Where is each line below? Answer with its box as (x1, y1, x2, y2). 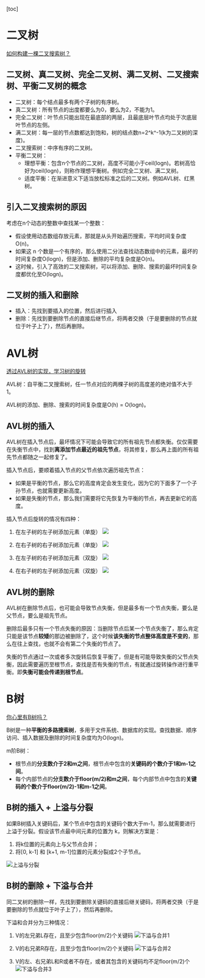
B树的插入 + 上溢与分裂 (6, 803, 93, 813)
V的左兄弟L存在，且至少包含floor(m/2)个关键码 (15, 932, 134, 939)
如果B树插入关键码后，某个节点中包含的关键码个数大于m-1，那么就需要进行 (6, 820, 196, 827)
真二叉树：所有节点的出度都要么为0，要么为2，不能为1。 (15, 106, 158, 113)
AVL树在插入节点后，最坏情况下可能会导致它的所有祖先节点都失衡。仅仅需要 (6, 438, 198, 445)
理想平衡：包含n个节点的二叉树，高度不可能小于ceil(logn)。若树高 (24, 159, 190, 167)
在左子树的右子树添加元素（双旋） (15, 554, 101, 561)
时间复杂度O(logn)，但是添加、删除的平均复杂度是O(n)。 (15, 255, 158, 262)
